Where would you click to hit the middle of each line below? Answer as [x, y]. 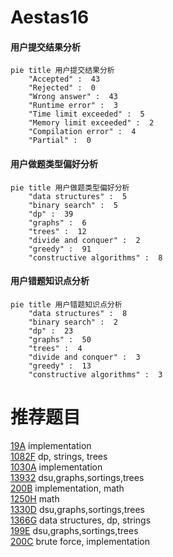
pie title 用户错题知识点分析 [66, 304]
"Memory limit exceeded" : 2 [91, 123]
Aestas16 [50, 17]
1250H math [35, 498]
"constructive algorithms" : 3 [95, 374]
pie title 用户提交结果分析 [62, 71]
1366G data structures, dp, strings [81, 520]
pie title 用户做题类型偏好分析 [70, 187]
